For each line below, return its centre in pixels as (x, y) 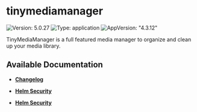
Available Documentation (55, 65)
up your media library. (33, 46)
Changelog (29, 79)
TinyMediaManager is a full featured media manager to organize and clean (99, 39)
